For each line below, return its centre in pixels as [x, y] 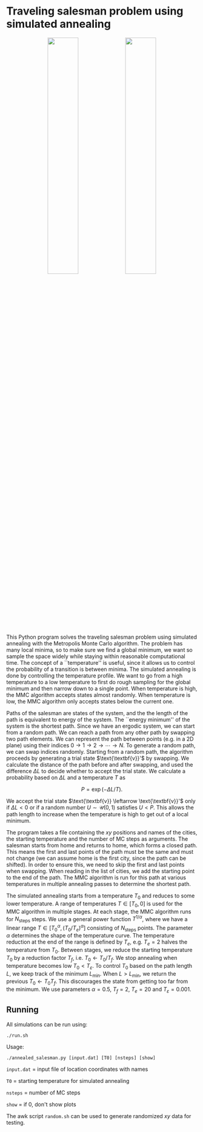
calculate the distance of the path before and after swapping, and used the [100, 764]
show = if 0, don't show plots [42, 1104]
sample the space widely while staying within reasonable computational [96, 656]
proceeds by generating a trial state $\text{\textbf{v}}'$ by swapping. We [98, 758]
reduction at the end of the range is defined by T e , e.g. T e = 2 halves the [97, 943]
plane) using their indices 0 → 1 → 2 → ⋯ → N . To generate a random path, [101, 745]
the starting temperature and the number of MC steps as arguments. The [97, 839]
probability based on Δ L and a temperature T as [66, 777]
